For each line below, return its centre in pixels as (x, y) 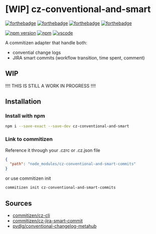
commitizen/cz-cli (31, 215)
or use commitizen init (28, 178)
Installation (23, 102)
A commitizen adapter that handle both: (46, 43)
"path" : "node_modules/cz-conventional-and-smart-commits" (73, 164)
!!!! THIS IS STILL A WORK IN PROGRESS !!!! (51, 86)
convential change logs (37, 52)
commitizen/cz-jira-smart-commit (48, 220)
